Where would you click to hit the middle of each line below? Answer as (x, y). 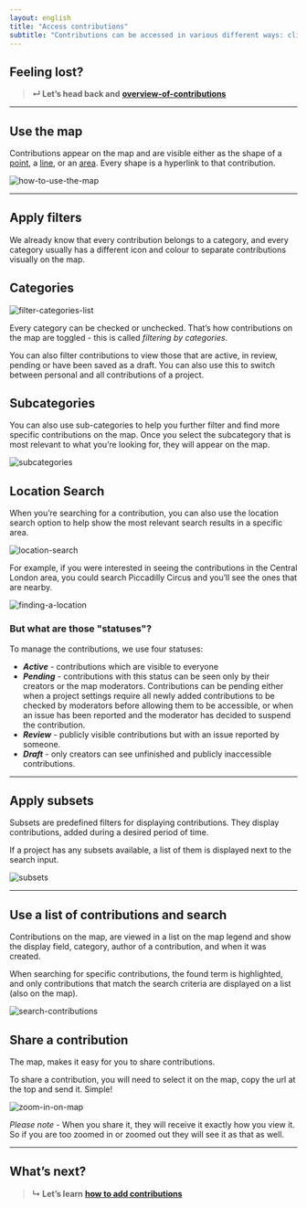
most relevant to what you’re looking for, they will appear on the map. (140, 445)
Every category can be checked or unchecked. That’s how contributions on (151, 328)
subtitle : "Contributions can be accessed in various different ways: (147, 35)
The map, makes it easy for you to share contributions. (112, 1062)
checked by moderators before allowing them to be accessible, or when (158, 705)
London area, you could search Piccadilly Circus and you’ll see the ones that (153, 578)
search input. (34, 860)
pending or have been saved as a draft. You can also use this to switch (143, 365)
